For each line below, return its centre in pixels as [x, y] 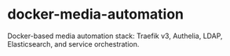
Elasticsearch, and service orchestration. [73, 44]
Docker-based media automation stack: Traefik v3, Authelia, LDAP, [115, 36]
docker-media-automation [95, 14]
